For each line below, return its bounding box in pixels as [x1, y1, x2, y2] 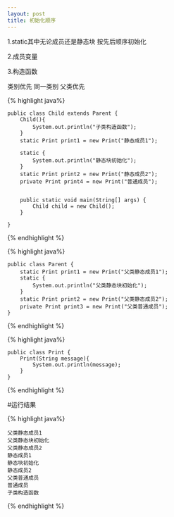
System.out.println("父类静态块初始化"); [32, 282, 148, 289]
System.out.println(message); [32, 361, 121, 368]
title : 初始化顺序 [7, 17, 56, 24]
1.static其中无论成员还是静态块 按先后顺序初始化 [7, 37, 147, 46]
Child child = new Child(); [32, 202, 115, 210]
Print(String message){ [20, 355, 90, 362]
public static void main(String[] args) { [20, 197, 147, 204]
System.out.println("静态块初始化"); [32, 156, 137, 164]
